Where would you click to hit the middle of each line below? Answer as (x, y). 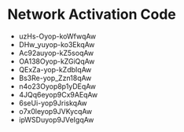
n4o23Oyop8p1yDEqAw (57, 86)
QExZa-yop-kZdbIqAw (55, 69)
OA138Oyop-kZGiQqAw (57, 61)
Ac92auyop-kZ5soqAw (56, 53)
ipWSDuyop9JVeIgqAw (56, 119)
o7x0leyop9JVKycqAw (55, 111)
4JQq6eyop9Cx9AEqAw (58, 94)
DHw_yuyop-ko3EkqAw (57, 44)
